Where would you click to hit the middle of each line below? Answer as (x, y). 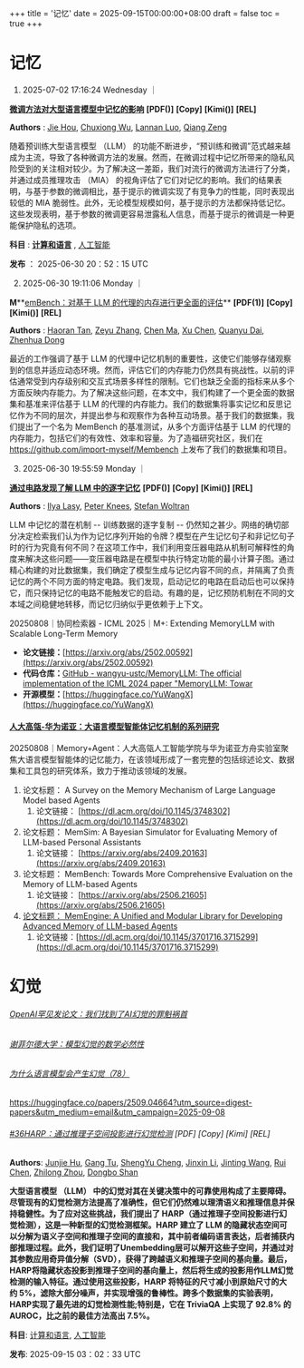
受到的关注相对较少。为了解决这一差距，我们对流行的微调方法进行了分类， (156, 168)
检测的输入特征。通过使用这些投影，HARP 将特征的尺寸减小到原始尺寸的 (144, 1281)
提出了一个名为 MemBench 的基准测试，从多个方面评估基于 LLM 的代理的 (154, 426)
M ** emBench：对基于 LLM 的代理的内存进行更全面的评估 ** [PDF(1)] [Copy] (151, 302)
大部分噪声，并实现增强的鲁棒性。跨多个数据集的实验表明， (167, 1293)
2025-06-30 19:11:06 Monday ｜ (83, 283)
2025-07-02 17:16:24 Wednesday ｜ (90, 90)
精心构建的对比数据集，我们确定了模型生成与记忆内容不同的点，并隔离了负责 (152, 570)
